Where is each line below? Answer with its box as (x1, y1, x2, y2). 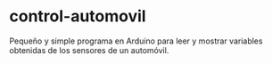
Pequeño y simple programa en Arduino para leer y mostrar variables (9, 35, 263, 46)
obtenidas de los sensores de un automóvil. (9, 44, 169, 55)
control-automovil (9, 6, 146, 27)
